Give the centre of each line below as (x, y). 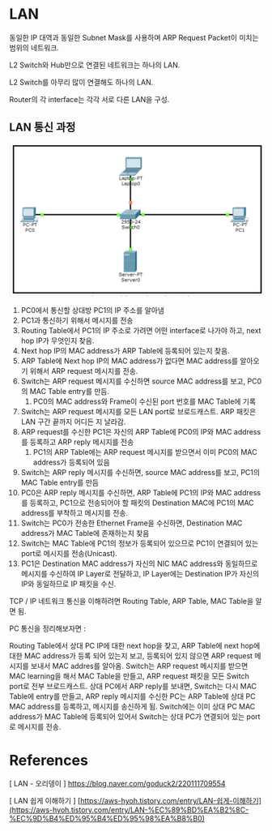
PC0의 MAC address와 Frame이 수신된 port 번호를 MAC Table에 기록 (144, 401)
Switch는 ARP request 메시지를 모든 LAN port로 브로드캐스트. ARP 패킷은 (138, 412)
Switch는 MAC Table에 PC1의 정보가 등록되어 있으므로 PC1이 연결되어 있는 (140, 543)
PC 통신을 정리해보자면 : (47, 628)
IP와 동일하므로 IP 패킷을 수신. (68, 584)
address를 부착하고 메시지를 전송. (74, 513)
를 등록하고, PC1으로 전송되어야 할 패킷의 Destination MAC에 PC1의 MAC (137, 503)
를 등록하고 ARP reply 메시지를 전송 (77, 442)
